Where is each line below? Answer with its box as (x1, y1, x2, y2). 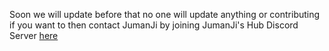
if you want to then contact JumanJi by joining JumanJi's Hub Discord (9, 19, 299, 31)
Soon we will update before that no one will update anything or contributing (9, 9, 321, 20)
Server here (9, 30, 59, 41)
